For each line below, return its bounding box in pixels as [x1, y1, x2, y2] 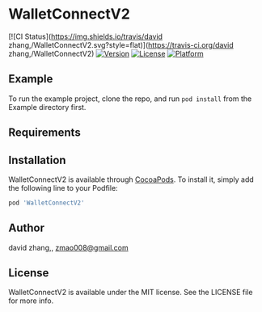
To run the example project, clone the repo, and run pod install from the [8, 94, 252, 103]
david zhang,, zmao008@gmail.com [8, 242, 129, 252]
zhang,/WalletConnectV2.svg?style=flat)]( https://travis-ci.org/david [8, 40, 235, 49]
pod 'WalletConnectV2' [8, 199, 85, 207]
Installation [8, 153, 66, 167]
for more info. [8, 296, 54, 306]
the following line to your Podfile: [8, 183, 119, 192]
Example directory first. [8, 102, 87, 112]
